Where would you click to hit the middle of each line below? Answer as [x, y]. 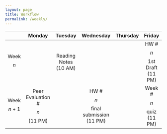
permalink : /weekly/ [27, 19]
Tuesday [66, 36]
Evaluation [38, 97]
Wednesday [96, 36]
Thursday [127, 36]
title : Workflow [22, 14]
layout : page [19, 10]
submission [96, 115]
